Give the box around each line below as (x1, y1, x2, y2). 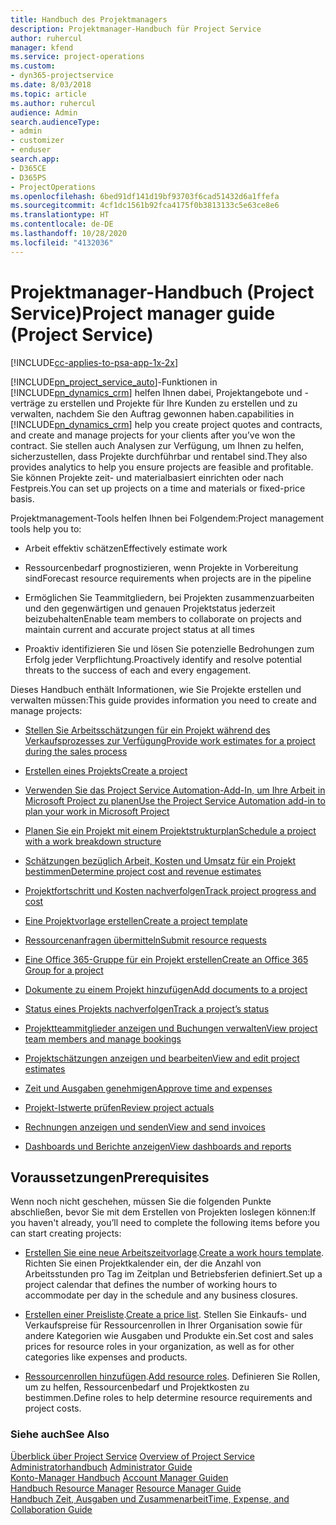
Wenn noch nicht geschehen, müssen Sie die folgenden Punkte (10, 1196, 272, 1208)
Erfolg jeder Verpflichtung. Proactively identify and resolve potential (24, 653, 303, 665)
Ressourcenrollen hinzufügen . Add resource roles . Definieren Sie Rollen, (24, 1371, 321, 1383)
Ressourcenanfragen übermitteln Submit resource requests (24, 934, 267, 946)
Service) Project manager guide (10, 302, 276, 325)
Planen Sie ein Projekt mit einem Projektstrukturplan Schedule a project (24, 824, 317, 836)
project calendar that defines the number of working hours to (24, 1279, 278, 1291)
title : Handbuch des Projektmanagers (10, 14, 168, 25)
